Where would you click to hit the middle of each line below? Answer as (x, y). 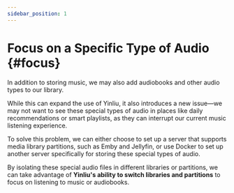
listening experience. (37, 125)
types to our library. (36, 90)
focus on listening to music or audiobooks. (68, 182)
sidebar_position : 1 (37, 14)
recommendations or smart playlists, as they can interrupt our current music (117, 118)
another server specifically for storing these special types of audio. (104, 153)
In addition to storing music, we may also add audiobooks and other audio (114, 82)
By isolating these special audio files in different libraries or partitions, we (113, 167)
